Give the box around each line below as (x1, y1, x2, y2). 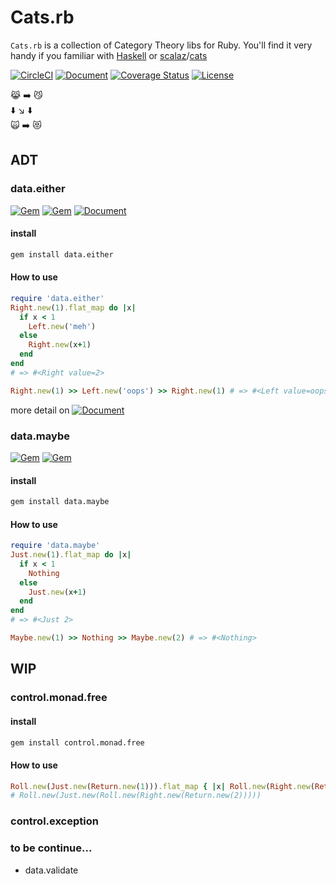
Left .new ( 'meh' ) (28, 321, 97, 331)
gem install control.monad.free (10, 737, 145, 748)
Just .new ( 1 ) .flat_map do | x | (10, 550, 132, 560)
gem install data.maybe (10, 497, 110, 507)
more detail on (10, 404, 70, 416)
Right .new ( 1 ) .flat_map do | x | (10, 302, 137, 313)
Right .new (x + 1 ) (28, 340, 92, 350)
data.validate (24, 864, 79, 876)
